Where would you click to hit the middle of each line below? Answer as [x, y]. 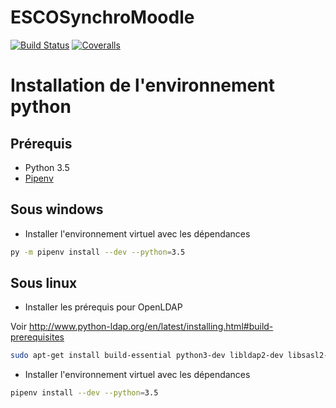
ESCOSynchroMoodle [102, 17]
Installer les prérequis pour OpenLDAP [103, 307]
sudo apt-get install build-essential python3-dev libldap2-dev [147, 356]
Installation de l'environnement [142, 85]
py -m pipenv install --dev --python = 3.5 [98, 252]
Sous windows [57, 209]
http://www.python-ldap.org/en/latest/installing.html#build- [151, 327]
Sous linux [44, 283]
